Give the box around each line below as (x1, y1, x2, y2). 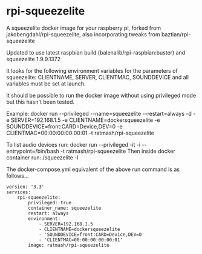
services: (6, 189, 31, 195)
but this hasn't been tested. (6, 98, 74, 105)
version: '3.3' (6, 184, 45, 190)
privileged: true (28, 199, 71, 206)
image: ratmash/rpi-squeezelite (28, 242, 110, 248)
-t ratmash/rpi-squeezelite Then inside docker (60, 147, 175, 155)
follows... (6, 172, 29, 179)
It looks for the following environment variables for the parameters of (6, 67, 178, 74)
